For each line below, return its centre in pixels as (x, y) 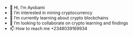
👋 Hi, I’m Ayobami (27, 8)
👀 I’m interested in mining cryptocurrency (51, 13)
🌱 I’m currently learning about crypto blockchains (59, 18)
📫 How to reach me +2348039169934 (48, 28)
